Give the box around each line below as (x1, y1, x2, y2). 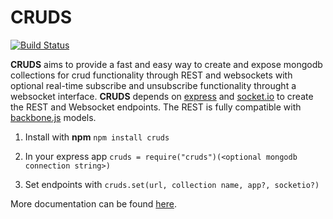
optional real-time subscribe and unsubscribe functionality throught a (10, 79, 297, 91)
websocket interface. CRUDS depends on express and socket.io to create (10, 90, 314, 102)
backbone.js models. (10, 111, 97, 123)
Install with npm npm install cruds (24, 131, 170, 143)
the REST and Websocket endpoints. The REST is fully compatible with (10, 101, 302, 113)
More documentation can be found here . (10, 197, 177, 210)
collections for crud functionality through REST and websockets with (10, 69, 293, 81)
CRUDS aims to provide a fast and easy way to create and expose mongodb (10, 58, 323, 70)
